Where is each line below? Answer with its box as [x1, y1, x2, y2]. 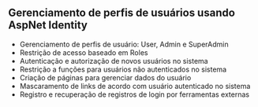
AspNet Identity [8, 19, 88, 32]
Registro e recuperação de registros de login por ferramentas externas [19, 90, 250, 99]
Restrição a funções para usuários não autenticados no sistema [19, 65, 227, 74]
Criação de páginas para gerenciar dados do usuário [19, 72, 192, 82]
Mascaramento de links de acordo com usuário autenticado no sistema [19, 81, 251, 90]
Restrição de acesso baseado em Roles [19, 47, 148, 57]
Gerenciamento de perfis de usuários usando [8, 6, 235, 20]
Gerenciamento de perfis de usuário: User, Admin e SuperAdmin [19, 39, 229, 49]
